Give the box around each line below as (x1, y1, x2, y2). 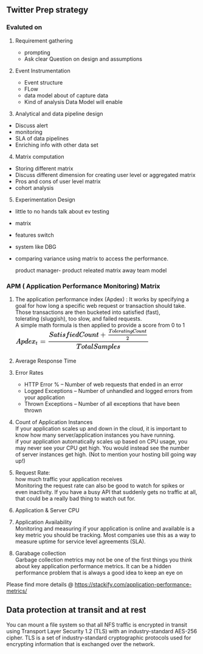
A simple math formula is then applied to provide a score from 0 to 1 (15, 321, 185, 329)
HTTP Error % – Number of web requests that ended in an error (24, 380, 184, 388)
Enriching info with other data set (15, 141, 98, 148)
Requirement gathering (15, 37, 73, 44)
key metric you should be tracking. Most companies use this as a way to (15, 531, 196, 538)
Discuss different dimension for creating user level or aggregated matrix (15, 171, 196, 178)
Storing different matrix (15, 164, 74, 172)
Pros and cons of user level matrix (15, 178, 101, 185)
